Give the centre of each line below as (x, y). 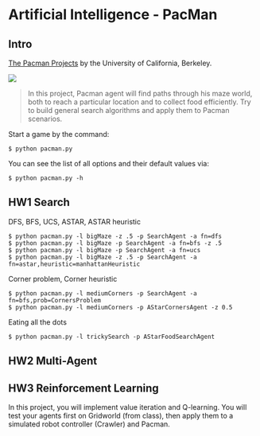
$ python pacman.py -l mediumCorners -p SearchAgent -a (103, 293)
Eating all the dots (38, 322)
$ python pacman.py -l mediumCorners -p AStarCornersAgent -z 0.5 (120, 307)
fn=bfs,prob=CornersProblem (55, 300)
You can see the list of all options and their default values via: (109, 163)
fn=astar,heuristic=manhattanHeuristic (74, 264)
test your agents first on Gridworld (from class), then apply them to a (121, 416)
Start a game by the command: (59, 134)
